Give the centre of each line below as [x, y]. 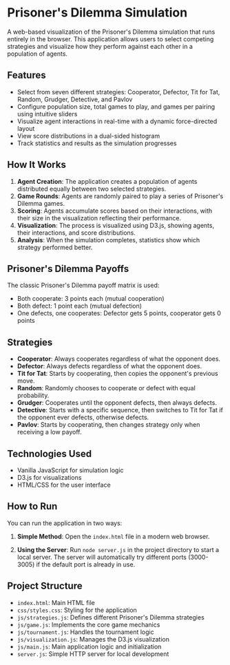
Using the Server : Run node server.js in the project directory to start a [118, 549]
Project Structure [45, 586]
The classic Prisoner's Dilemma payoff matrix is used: [83, 285]
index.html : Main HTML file [56, 602]
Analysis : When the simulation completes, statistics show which [108, 240]
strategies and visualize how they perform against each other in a [100, 46]
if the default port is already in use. [86, 564]
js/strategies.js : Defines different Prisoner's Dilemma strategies [111, 617]
